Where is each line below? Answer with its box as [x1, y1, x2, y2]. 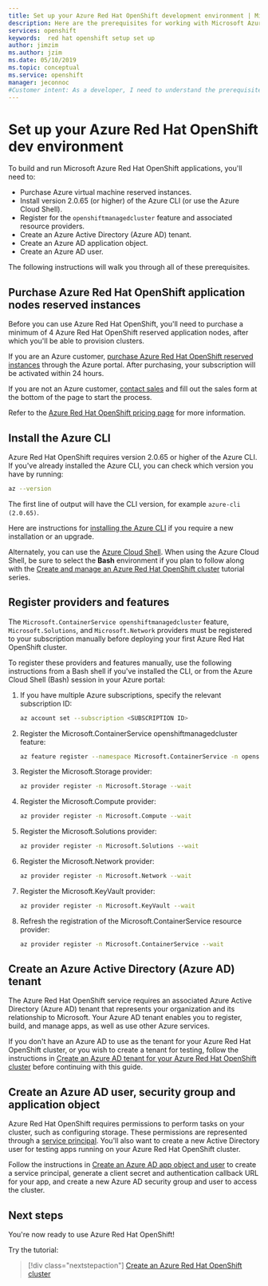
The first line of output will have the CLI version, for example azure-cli [8, 499, 241, 508]
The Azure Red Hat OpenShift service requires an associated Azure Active [8, 995, 253, 1006]
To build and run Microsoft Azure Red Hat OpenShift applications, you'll [8, 164, 242, 173]
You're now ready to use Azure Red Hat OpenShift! [8, 1230, 175, 1240]
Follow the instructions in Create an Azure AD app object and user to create [8, 1160, 257, 1169]
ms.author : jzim [8, 49, 62, 57]
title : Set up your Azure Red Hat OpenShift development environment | [8, 11, 251, 20]
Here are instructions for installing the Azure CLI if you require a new [8, 523, 234, 532]
